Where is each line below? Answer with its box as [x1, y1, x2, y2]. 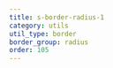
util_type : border [9, 29, 77, 38]
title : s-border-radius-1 [9, 12, 104, 22]
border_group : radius [9, 37, 89, 47]
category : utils [9, 21, 69, 30]
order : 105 [9, 46, 49, 55]
